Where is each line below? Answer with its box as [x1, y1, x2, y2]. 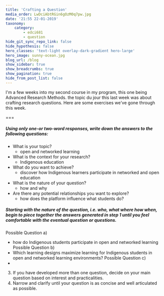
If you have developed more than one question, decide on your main [12, 269, 151, 275]
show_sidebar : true [5, 62, 46, 67]
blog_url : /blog [5, 58, 39, 62]
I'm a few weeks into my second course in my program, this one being [5, 89, 147, 95]
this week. [5, 105, 26, 111]
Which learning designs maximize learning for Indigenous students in [12, 249, 152, 256]
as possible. [12, 285, 37, 291]
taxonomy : [5, 21, 26, 26]
